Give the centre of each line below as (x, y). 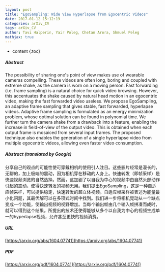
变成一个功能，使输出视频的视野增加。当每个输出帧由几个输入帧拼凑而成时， (82, 204)
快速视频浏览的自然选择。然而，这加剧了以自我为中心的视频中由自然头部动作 (82, 179)
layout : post (18, 10)
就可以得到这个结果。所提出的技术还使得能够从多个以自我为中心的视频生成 (80, 210)
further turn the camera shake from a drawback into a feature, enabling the (81, 122)
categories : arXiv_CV (27, 23)
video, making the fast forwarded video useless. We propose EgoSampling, (81, 101)
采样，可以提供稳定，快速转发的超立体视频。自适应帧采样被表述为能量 (84, 192)
